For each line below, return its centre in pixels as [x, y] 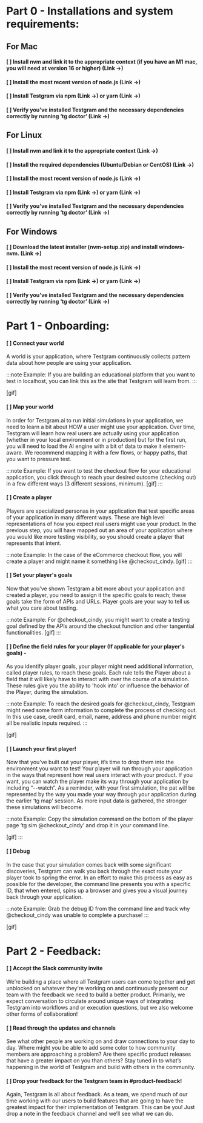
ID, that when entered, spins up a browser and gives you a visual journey [97, 890]
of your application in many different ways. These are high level [85, 517]
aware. [15, 452]
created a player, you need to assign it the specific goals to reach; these [96, 595]
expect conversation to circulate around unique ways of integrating [90, 1001]
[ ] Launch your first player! [42, 748]
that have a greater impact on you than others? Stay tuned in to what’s [94, 1061]
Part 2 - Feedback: [54, 951]
